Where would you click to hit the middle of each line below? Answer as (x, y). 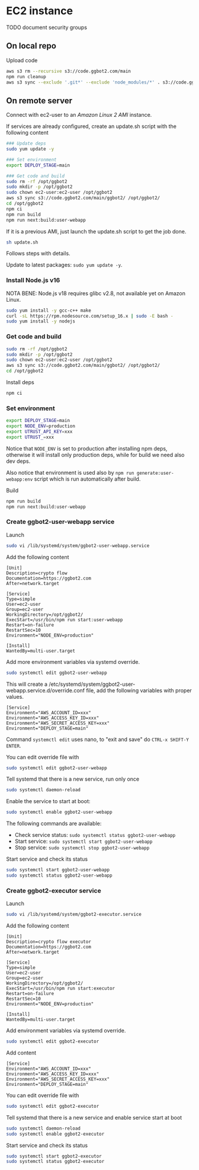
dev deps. (18, 461)
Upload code (22, 60)
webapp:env (20, 479)
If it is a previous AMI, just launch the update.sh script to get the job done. (96, 231)
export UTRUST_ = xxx (30, 437)
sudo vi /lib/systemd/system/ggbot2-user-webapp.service (78, 546)
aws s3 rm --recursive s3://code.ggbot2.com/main (69, 71)
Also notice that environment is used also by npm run (70, 472)
